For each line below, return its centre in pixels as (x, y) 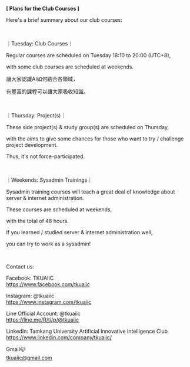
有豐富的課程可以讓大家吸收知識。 (47, 91)
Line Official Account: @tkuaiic (44, 313)
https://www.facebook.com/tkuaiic (48, 284)
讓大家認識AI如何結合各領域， (42, 79)
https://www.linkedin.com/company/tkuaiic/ (59, 337)
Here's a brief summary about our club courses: (64, 20)
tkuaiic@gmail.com (29, 358)
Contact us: (20, 267)
